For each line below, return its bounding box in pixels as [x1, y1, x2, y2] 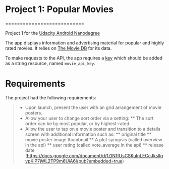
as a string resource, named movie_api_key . [5, 60, 96, 66]
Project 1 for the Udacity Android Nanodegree [5, 30, 100, 36]
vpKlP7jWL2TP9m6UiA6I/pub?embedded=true [25, 158, 123, 164]
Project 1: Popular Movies [5, 4, 114, 15]
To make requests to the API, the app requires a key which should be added [5, 54, 163, 61]
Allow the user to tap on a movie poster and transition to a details [25, 126, 160, 132]
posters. [25, 109, 43, 116]
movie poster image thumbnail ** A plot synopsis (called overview [25, 136, 162, 142]
